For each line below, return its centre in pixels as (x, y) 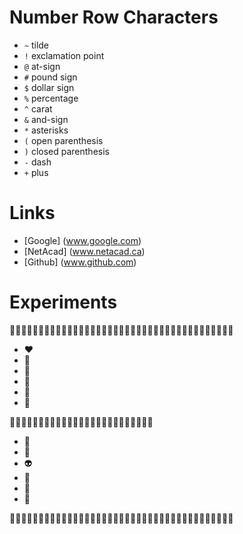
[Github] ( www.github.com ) (80, 262)
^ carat (38, 108)
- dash (37, 162)
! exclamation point (64, 55)
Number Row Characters (114, 17)
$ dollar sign (49, 87)
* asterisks (46, 130)
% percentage (51, 98)
